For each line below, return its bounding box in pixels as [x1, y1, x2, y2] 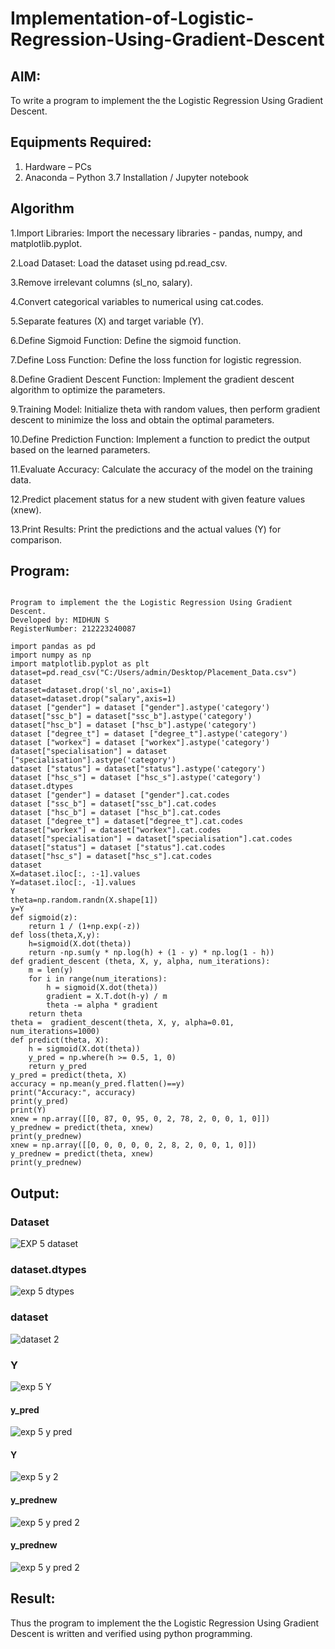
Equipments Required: [10, 134, 152, 151]
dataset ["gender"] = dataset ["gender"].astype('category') [10, 703, 271, 713]
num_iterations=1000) [10, 1027, 101, 1037]
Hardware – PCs [24, 160, 92, 172]
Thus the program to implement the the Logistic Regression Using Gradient [10, 1617, 320, 1629]
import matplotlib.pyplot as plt [10, 659, 150, 669]
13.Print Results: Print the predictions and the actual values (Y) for [10, 523, 282, 535]
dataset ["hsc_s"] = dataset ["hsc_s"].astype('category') [10, 773, 262, 783]
